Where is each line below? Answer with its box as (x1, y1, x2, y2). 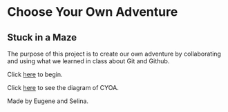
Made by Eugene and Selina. (7, 97, 88, 105)
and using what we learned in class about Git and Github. (7, 57, 170, 65)
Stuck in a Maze (7, 32, 77, 43)
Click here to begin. (7, 70, 64, 78)
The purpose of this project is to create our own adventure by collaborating (7, 49, 221, 58)
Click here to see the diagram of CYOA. (7, 84, 120, 91)
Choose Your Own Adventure (7, 4, 178, 20)
